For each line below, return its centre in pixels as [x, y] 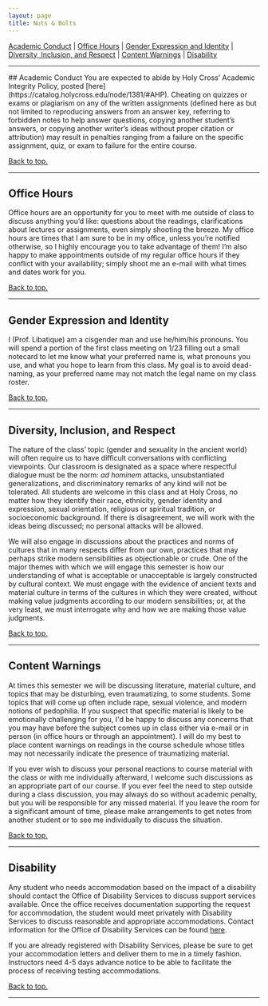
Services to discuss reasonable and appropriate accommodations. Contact [131, 921]
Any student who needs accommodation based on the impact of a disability [132, 887]
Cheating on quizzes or [209, 94]
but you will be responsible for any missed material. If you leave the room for [134, 802]
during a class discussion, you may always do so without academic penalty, [133, 794]
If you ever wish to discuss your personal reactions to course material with [131, 768]
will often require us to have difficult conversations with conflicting [118, 457]
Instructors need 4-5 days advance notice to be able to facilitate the [120, 962]
